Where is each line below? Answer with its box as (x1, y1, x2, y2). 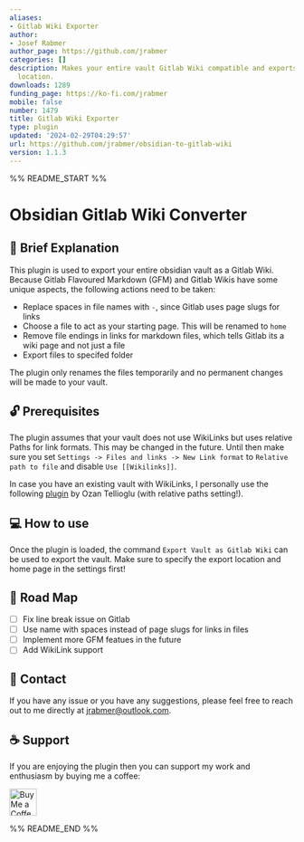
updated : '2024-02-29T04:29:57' (9, 131, 131, 140)
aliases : (9, 13, 43, 23)
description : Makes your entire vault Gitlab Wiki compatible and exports (9, 64, 298, 73)
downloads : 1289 (9, 81, 71, 90)
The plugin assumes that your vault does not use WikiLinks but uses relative (9, 432, 293, 444)
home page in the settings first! (9, 563, 126, 575)
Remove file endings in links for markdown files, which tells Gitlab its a (22, 330, 285, 340)
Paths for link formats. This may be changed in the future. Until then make (9, 442, 285, 453)
